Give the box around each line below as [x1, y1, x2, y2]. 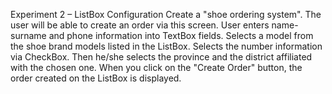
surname [10, 30, 47, 41]
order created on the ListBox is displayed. [10, 72, 182, 84]
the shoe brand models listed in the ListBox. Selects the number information [10, 40, 323, 52]
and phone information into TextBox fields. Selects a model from [48, 30, 314, 41]
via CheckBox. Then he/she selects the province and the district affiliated [10, 51, 313, 63]
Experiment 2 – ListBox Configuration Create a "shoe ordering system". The [10, 9, 322, 20]
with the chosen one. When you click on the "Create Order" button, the [10, 62, 303, 73]
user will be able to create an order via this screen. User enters [10, 19, 270, 31]
